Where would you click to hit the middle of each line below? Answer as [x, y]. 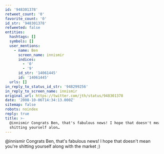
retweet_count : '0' [25, 14]
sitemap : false [20, 105]
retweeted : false [23, 28]
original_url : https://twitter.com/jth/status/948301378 [64, 96]
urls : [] [18, 82]
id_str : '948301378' [26, 23]
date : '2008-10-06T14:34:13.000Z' [40, 100]
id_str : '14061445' [38, 73]
